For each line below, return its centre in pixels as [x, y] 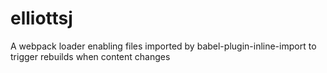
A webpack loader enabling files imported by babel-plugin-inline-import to [163, 46]
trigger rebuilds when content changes [90, 56]
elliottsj [41, 18]
